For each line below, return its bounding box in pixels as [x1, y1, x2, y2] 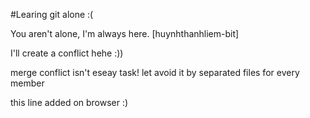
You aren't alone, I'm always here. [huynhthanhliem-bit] [10, 28, 240, 39]
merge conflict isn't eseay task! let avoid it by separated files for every [10, 67, 300, 78]
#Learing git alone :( [10, 9, 94, 20]
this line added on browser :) [10, 97, 129, 108]
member [10, 77, 45, 89]
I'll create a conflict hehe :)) [10, 47, 124, 59]
